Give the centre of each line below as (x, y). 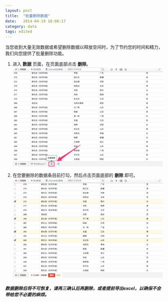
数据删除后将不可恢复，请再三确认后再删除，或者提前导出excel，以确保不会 (83, 288)
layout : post (19, 10)
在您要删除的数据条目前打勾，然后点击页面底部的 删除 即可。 (75, 175)
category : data (21, 26)
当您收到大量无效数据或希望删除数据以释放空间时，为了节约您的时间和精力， (84, 47)
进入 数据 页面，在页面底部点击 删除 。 (51, 64)
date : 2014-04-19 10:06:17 (35, 21)
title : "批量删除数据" (27, 16)
